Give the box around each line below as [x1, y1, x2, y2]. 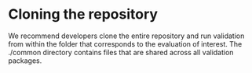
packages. [8, 56, 42, 65]
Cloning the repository [8, 5, 159, 23]
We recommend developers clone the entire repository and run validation [8, 31, 245, 40]
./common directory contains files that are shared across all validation [8, 47, 234, 57]
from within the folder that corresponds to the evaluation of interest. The [8, 39, 243, 48]
